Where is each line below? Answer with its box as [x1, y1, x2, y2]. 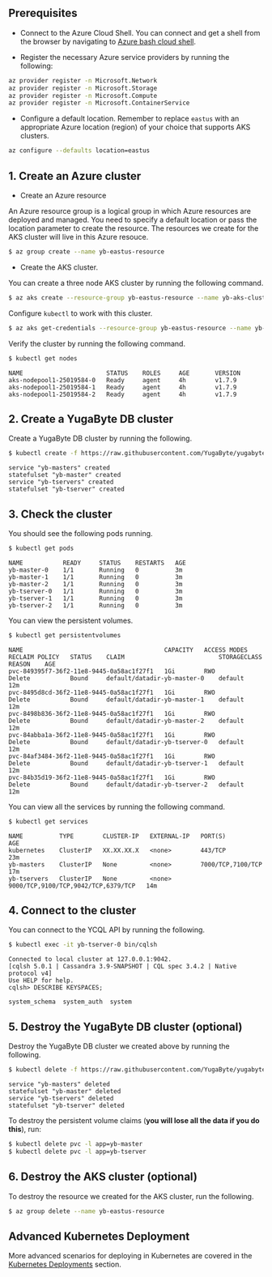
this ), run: [8, 1125, 42, 1134]
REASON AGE [8, 660, 57, 668]
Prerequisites [8, 6, 78, 20]
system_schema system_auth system [8, 998, 132, 1007]
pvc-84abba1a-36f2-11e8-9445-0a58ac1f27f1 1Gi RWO [8, 730, 216, 739]
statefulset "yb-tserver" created [8, 485, 125, 493]
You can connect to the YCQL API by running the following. [8, 925, 205, 934]
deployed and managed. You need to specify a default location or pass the [8, 215, 257, 224]
